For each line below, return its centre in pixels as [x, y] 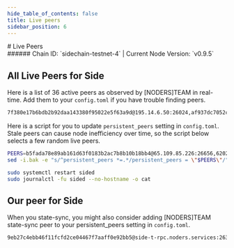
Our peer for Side [45, 200]
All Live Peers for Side [56, 76]
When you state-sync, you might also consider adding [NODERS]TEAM [109, 217]
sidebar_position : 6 [37, 26]
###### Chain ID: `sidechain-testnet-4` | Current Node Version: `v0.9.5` [111, 54]
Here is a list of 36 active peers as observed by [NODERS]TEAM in [103, 93]
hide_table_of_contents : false [53, 14]
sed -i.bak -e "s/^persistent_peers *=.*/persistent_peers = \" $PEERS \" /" [118, 160]
